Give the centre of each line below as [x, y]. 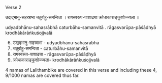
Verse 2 [13, 7]
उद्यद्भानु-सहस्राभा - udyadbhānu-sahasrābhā [56, 43]
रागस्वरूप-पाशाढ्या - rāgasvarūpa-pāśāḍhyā [54, 54]
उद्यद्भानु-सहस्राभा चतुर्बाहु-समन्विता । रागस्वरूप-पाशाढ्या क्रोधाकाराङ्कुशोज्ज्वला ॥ [72, 17]
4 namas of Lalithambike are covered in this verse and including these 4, [81, 70]
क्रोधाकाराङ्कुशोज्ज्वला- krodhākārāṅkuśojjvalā [56, 60]
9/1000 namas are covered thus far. [42, 75]
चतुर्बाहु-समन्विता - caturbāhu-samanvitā [50, 48]
